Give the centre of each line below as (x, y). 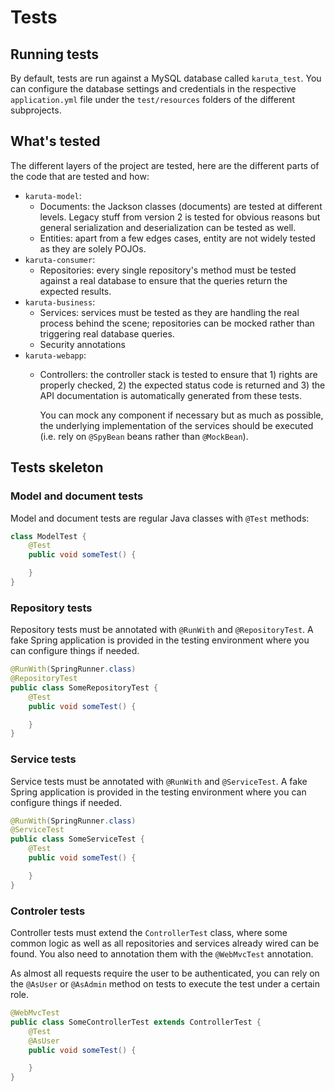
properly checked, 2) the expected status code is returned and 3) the (182, 385)
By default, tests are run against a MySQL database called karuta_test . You (166, 78)
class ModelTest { (48, 536)
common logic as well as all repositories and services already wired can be (165, 943)
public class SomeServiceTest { (77, 839)
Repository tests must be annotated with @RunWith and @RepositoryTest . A (162, 630)
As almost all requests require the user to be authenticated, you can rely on (165, 973)
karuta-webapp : (55, 355)
